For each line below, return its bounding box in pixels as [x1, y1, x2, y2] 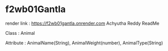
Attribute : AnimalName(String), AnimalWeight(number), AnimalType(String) [5, 39, 163, 46]
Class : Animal [5, 30, 36, 36]
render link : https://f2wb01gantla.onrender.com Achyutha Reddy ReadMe [5, 20, 160, 26]
